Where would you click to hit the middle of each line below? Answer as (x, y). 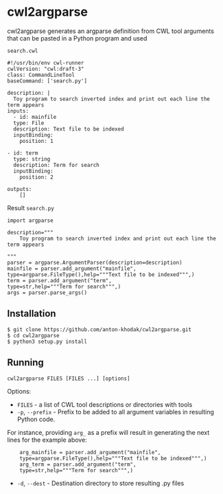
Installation (32, 314)
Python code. (36, 419)
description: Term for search (56, 165)
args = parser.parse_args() (47, 293)
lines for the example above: (47, 440)
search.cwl (23, 51)
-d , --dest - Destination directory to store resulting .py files (101, 483)
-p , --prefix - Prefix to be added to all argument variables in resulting (116, 412)
